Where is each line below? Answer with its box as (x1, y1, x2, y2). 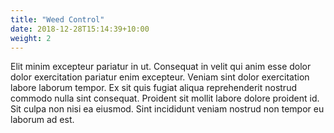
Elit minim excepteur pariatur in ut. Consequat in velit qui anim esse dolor (10, 61, 312, 73)
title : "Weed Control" (10, 14, 105, 25)
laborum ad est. (10, 114, 75, 126)
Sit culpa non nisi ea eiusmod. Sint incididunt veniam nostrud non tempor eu (10, 103, 325, 115)
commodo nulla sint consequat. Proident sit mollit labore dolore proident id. (10, 92, 320, 105)
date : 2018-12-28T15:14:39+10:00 (10, 24, 150, 34)
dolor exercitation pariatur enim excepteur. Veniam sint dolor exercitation (10, 71, 310, 83)
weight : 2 (10, 33, 52, 43)
